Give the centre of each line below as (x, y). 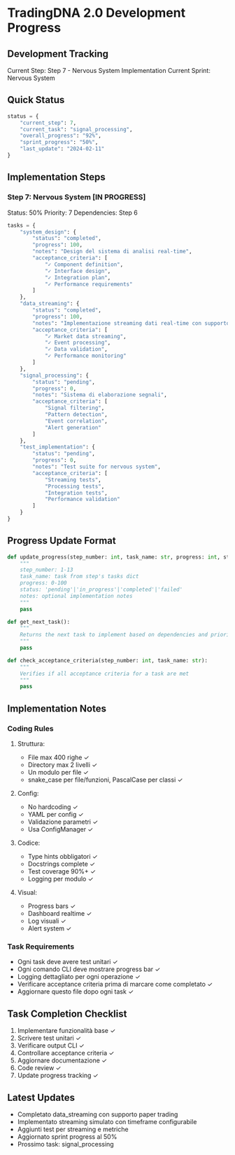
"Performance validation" (82, 500)
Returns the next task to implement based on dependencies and (114, 635)
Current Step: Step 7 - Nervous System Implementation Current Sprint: (109, 71)
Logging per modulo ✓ (60, 879)
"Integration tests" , (76, 493)
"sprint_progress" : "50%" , (59, 142)
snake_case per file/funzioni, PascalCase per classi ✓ (105, 780)
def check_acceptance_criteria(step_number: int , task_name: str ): (108, 660)
